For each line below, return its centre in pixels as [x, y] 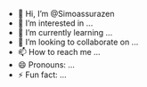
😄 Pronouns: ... [46, 65]
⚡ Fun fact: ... [42, 75]
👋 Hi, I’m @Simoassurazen [66, 14]
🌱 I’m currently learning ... [65, 32]
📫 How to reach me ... [59, 52]
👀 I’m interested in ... [55, 23]
